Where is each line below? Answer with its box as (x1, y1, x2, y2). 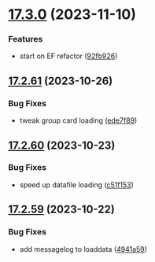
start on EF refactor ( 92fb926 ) (19, 51, 118, 61)
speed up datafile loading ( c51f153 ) (19, 179, 134, 190)
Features (8, 34, 43, 45)
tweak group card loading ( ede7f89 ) (19, 116, 138, 125)
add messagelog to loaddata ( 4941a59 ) (19, 244, 148, 253)
